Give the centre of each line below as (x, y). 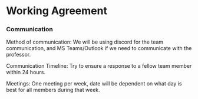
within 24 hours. (26, 72)
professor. (19, 55)
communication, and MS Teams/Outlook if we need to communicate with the (99, 48)
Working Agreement (57, 11)
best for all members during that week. (53, 90)
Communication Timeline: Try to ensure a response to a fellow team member (99, 66)
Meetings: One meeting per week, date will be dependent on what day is (94, 84)
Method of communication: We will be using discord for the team (85, 42)
